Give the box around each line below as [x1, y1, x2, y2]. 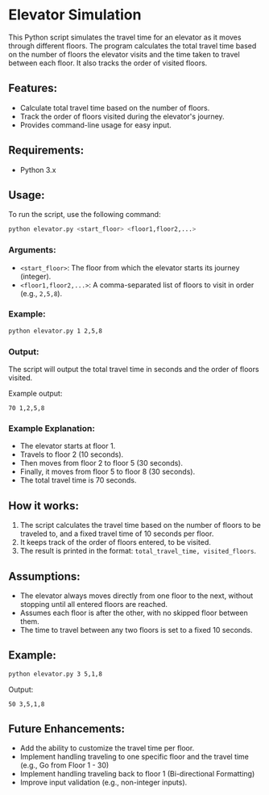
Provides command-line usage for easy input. [19, 119, 172, 130]
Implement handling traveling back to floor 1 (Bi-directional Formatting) [19, 769, 255, 779]
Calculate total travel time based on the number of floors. [19, 103, 210, 112]
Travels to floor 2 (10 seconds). [19, 450, 124, 459]
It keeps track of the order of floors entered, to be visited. [19, 538, 212, 547]
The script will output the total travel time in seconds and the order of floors [8, 365, 259, 374]
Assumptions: [8, 569, 81, 583]
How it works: [8, 499, 79, 513]
